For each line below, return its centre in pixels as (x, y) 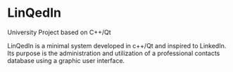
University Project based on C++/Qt (59, 32)
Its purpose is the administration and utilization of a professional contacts (114, 53)
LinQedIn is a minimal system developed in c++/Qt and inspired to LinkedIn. (117, 45)
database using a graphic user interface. (66, 60)
